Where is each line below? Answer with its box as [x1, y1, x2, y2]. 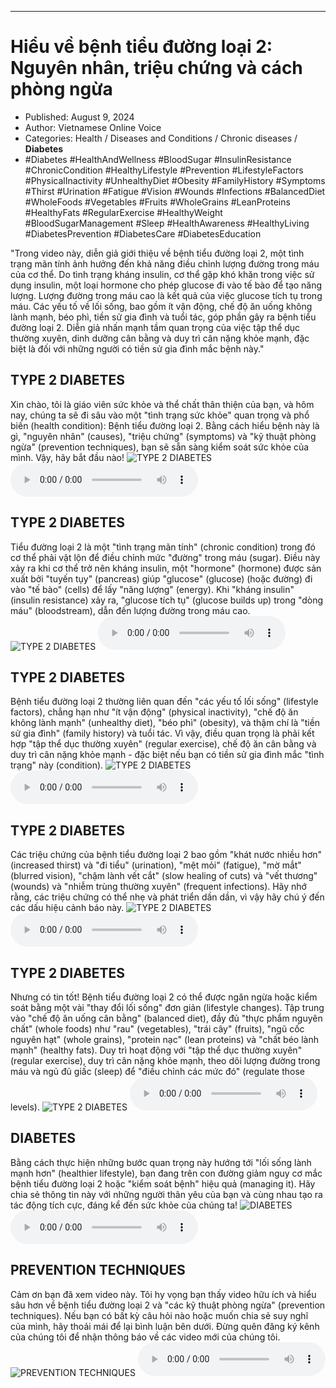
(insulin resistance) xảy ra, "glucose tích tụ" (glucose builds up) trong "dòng [10, 594, 324, 606]
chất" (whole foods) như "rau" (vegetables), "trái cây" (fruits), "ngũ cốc [10, 1023, 305, 1035]
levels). [10, 1101, 40, 1113]
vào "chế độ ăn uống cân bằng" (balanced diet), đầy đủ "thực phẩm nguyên [10, 1012, 323, 1024]
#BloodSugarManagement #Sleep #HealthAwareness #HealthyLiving [24, 217, 310, 229]
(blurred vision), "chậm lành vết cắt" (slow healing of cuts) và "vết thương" [10, 870, 318, 882]
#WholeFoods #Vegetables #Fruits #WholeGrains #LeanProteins [24, 196, 291, 208]
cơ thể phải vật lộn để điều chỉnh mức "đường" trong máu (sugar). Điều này [10, 551, 321, 563]
